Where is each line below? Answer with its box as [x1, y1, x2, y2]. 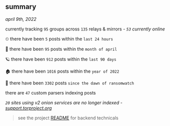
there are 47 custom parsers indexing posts [5, 89, 96, 96]
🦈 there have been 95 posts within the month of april [5, 46, 117, 52]
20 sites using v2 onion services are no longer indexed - [5, 100, 123, 106]
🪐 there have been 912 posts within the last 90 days [5, 56, 117, 62]
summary [5, 3, 37, 11]
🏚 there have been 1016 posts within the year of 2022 [5, 68, 120, 74]
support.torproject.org [5, 105, 52, 111]
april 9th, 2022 [5, 16, 37, 22]
